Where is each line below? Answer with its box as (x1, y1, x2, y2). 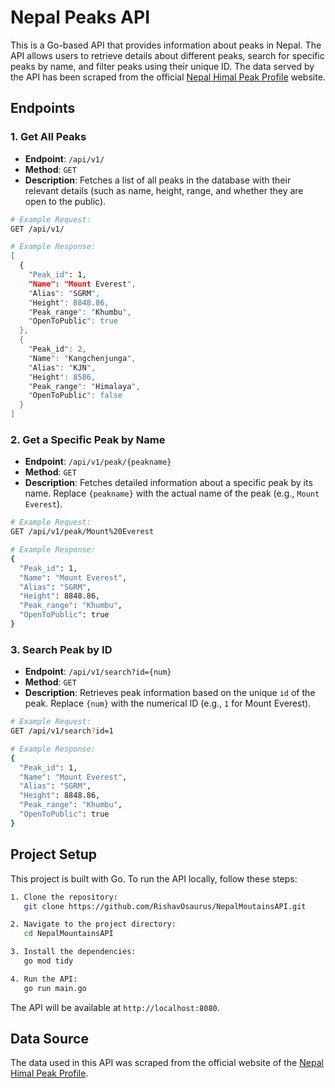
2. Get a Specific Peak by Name (10, 432, 166, 446)
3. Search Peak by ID (10, 642, 113, 656)
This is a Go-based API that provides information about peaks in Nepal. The (10, 39, 322, 51)
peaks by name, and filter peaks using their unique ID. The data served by (10, 60, 315, 72)
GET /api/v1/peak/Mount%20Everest (10, 527, 155, 537)
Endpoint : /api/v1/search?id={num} (24, 666, 172, 678)
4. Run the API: (10, 974, 78, 984)
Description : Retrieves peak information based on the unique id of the (24, 687, 316, 699)
